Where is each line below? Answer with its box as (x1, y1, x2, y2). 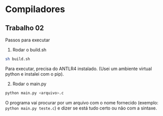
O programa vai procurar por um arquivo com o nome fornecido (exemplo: (5, 99, 159, 105)
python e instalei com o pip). (5, 71, 64, 77)
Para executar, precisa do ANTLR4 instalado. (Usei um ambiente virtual (5, 66, 152, 72)
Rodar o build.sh (12, 47, 47, 52)
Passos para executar (5, 37, 50, 43)
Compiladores (5, 4, 65, 15)
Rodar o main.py (12, 81, 47, 87)
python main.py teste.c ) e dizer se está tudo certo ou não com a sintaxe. (5, 105, 157, 111)
